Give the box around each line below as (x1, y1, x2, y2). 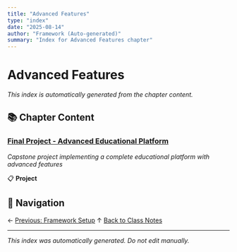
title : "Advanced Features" (7, 10, 90, 18)
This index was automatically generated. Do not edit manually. (7, 236, 190, 244)
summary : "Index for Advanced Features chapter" (7, 37, 153, 44)
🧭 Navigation (7, 197, 65, 209)
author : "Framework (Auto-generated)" (7, 30, 121, 37)
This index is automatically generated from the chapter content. (7, 90, 193, 99)
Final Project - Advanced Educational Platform (7, 136, 169, 146)
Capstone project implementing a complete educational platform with (7, 152, 210, 161)
